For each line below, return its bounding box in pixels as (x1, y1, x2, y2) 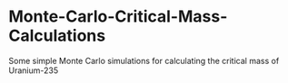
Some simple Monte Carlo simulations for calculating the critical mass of (8, 55, 280, 66)
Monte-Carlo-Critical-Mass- (8, 6, 228, 27)
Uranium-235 (8, 65, 59, 76)
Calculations (8, 25, 106, 46)
